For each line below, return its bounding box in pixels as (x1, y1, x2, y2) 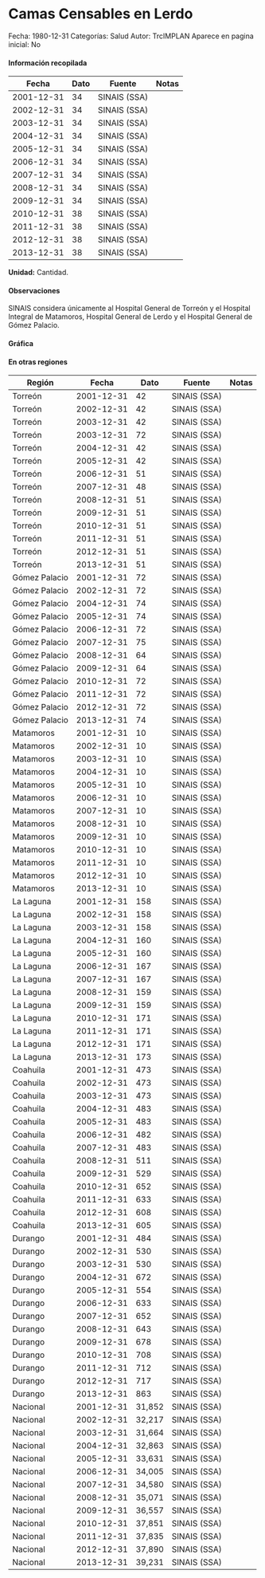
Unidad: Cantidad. (8, 268, 69, 277)
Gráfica (8, 338, 34, 348)
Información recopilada (8, 57, 88, 68)
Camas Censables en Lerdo (8, 5, 193, 23)
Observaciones (8, 285, 60, 295)
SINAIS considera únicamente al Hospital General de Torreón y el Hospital (8, 304, 251, 313)
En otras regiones (8, 356, 68, 367)
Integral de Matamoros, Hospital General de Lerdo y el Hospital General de (8, 312, 253, 321)
